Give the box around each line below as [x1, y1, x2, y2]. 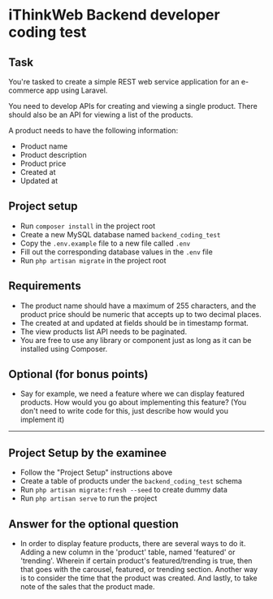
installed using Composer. [19, 344, 108, 354]
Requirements [8, 279, 81, 293]
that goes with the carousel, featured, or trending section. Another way [19, 565, 258, 575]
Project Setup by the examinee [8, 445, 167, 460]
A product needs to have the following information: [8, 126, 179, 135]
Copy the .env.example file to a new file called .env [19, 238, 191, 248]
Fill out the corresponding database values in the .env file [19, 246, 213, 257]
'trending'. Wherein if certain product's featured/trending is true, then [19, 556, 253, 566]
